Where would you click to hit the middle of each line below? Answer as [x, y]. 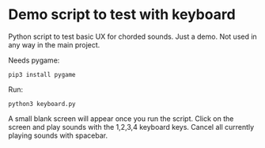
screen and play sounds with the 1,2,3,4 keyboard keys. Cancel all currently [131, 127]
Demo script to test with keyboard [122, 15]
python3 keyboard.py [42, 104]
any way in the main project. [54, 44]
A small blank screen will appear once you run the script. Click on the [121, 118]
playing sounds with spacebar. [58, 135]
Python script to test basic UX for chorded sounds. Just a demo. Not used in [132, 36]
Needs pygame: [34, 60]
